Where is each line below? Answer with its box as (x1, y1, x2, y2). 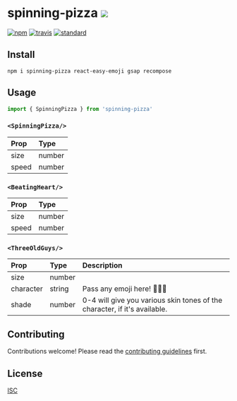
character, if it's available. (82, 304, 168, 314)
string (49, 284, 69, 294)
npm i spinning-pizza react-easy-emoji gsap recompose (7, 67, 172, 75)
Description (82, 261, 123, 270)
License (7, 367, 43, 379)
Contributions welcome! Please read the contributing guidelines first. (7, 347, 207, 356)
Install (7, 49, 35, 61)
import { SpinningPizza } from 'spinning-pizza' (7, 105, 153, 112)
